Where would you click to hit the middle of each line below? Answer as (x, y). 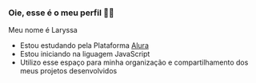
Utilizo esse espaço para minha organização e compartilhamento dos (134, 62)
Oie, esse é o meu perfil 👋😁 (61, 13)
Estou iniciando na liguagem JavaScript (85, 54)
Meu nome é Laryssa (43, 30)
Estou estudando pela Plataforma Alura (84, 45)
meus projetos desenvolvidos (68, 71)
